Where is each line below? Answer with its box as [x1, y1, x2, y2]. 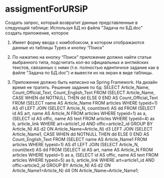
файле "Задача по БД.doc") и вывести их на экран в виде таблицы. [12, 69, 153, 75]
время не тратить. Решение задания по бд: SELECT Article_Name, [12, 84, 150, 90]
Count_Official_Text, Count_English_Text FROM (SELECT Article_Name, [12, 89, 155, 95]
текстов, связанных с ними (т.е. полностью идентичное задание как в [12, 65, 159, 70]
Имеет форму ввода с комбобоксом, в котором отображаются [12, 39, 144, 45]
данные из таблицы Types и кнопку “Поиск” [12, 44, 104, 50]
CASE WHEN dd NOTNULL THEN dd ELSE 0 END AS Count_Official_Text [12, 94, 158, 101]
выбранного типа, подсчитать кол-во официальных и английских [12, 59, 149, 65]
